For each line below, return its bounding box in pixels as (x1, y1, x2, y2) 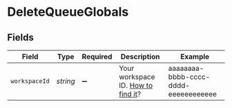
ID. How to (119, 80, 153, 90)
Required (81, 52, 113, 61)
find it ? (119, 89, 142, 98)
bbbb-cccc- (168, 72, 211, 81)
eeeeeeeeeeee (168, 89, 217, 98)
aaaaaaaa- (168, 63, 204, 73)
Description (120, 52, 160, 61)
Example (180, 52, 210, 61)
